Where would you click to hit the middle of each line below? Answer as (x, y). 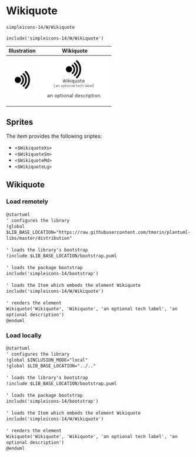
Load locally (24, 335)
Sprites (20, 122)
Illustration (22, 51)
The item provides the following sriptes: (54, 136)
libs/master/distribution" (39, 238)
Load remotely (27, 201)
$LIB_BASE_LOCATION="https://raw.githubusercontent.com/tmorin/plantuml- (99, 232)
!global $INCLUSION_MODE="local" (47, 360)
